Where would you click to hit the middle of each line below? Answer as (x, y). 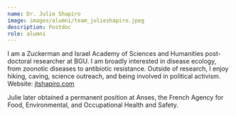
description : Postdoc (39, 27)
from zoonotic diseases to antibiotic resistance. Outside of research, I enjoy (118, 69)
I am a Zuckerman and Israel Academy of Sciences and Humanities (106, 54)
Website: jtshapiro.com (41, 84)
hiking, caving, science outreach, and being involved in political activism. (114, 76)
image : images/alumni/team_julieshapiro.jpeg (76, 21)
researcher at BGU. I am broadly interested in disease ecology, (125, 62)
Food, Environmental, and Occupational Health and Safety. (93, 105)
